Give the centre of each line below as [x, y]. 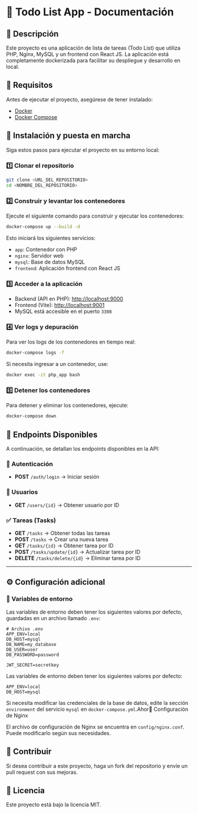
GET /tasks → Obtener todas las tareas [62, 533]
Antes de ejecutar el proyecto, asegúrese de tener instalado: [80, 99]
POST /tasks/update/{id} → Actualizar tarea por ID [77, 552]
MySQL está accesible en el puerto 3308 [63, 311]
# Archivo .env [25, 629]
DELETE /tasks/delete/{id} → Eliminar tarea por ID [77, 558]
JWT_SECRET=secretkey [33, 665]
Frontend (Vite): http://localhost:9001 [60, 305]
